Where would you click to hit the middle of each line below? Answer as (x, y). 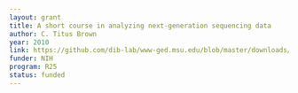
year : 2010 (29, 42)
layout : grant (35, 17)
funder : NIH (31, 58)
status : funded (37, 75)
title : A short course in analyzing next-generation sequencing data (141, 26)
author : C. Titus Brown (53, 34)
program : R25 (33, 67)
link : (19, 50)
